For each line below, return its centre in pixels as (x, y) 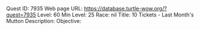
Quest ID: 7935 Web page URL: (44, 9)
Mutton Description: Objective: (44, 21)
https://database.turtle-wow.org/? (125, 9)
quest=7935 (21, 15)
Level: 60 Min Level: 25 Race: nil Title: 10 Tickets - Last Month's (116, 15)
